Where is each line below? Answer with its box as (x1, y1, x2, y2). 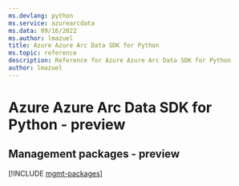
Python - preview (8, 115, 126, 133)
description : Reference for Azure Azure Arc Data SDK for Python (8, 57, 231, 65)
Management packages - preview (8, 148, 180, 161)
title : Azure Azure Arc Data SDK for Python (8, 42, 160, 50)
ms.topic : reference (8, 49, 78, 57)
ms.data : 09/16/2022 (8, 26, 78, 34)
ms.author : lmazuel (8, 34, 74, 42)
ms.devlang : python (8, 11, 74, 20)
